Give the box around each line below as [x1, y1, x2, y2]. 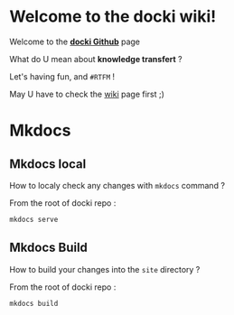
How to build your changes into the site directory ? [9, 264, 201, 274]
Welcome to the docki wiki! [9, 6, 217, 27]
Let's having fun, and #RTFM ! [9, 70, 116, 82]
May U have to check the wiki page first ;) [9, 88, 165, 99]
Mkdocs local [9, 156, 87, 171]
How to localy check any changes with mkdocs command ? [9, 180, 226, 190]
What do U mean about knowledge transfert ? [9, 53, 183, 64]
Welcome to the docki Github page [9, 36, 141, 47]
